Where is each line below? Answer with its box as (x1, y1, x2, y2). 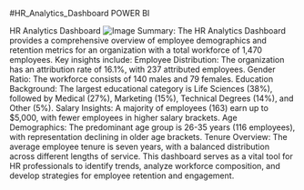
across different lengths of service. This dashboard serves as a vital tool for (9, 151, 293, 162)
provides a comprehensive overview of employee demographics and (9, 35, 267, 45)
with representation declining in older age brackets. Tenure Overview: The (9, 132, 289, 142)
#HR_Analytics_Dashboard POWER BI (9, 8, 150, 18)
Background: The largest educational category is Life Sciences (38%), (9, 84, 273, 94)
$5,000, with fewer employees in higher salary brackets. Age (9, 113, 238, 123)
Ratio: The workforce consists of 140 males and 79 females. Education (9, 74, 274, 85)
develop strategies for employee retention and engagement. (9, 170, 235, 181)
